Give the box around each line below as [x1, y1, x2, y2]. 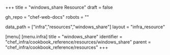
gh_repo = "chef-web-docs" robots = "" [5, 14, 89, 20]
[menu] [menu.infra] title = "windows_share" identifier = [5, 34, 123, 39]
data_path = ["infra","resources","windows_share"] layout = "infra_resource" [5, 24, 165, 30]
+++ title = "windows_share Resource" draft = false [5, 5, 113, 10]
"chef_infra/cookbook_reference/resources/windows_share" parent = [5, 39, 151, 45]
